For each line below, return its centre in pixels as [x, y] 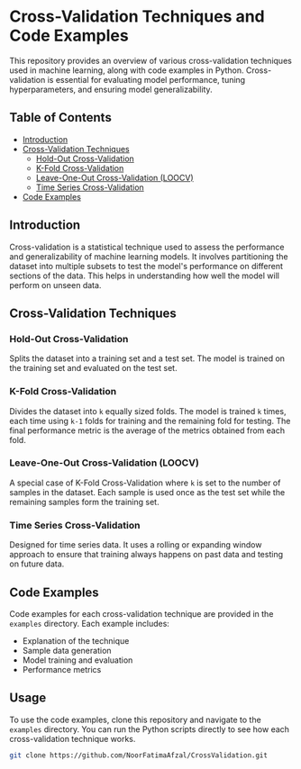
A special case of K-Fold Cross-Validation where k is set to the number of [145, 483]
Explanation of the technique [76, 640]
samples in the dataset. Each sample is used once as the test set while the [147, 492]
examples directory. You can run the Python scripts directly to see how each [150, 729]
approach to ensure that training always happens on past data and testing [146, 555]
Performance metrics [62, 669]
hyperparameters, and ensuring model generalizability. [111, 89]
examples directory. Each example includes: [89, 623]
